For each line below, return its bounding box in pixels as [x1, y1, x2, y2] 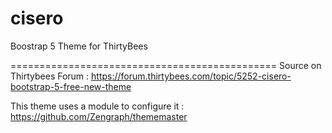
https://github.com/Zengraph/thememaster [10, 110, 188, 122]
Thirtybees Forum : [10, 70, 90, 82]
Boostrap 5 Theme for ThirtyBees [10, 40, 148, 52]
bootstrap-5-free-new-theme [10, 80, 132, 92]
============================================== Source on [10, 59, 322, 71]
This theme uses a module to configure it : [10, 100, 185, 112]
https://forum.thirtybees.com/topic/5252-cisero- [91, 70, 292, 82]
